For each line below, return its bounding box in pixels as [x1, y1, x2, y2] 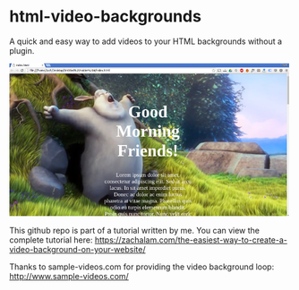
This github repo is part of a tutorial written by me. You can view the [9, 225, 261, 235]
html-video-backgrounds [9, 6, 201, 27]
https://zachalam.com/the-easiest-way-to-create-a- [94, 235, 288, 245]
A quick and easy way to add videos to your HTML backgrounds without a [9, 36, 283, 47]
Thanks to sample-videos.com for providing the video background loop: [9, 261, 275, 272]
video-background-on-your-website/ [9, 243, 146, 254]
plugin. [9, 45, 35, 55]
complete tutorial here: [9, 235, 93, 245]
